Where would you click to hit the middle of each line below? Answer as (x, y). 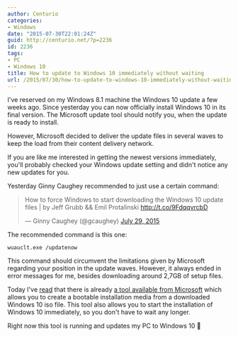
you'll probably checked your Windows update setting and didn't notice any (118, 165)
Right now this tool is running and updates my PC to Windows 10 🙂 (104, 326)
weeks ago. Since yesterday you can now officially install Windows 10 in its (117, 108)
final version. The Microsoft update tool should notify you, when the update (117, 115)
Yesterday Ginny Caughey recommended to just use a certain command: (113, 186)
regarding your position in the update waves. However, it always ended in (114, 268)
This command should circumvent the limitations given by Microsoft (106, 261)
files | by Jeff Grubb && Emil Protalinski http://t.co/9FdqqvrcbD (116, 207)
